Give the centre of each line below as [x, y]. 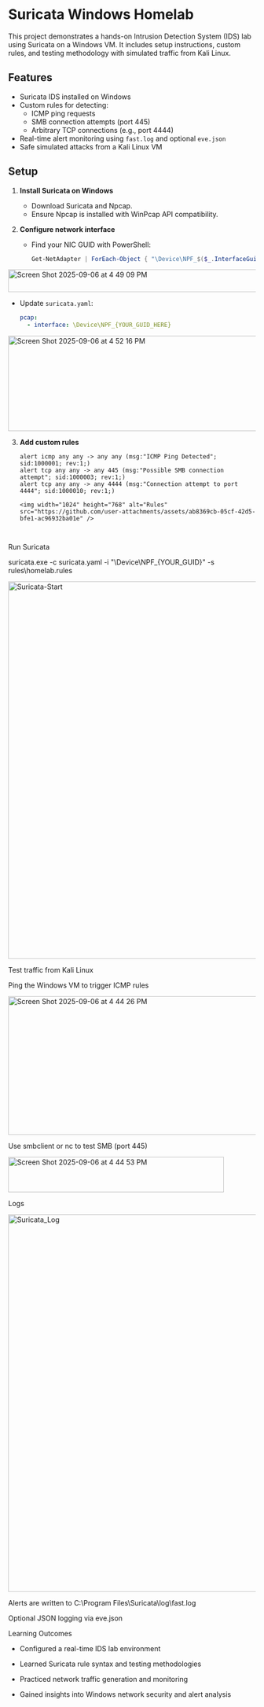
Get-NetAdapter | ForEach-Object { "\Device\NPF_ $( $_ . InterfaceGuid [146, 259]
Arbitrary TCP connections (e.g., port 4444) [103, 130]
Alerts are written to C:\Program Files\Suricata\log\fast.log [102, 1603]
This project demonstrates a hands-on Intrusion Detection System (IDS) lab [130, 36]
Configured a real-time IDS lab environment [90, 1649]
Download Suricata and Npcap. [82, 205]
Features [30, 77]
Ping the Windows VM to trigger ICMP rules [79, 985]
